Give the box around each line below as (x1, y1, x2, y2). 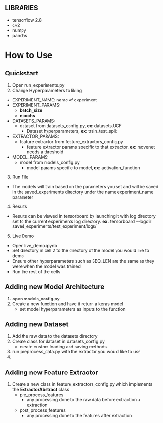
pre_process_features (19, 392, 64, 398)
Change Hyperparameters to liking (12, 87, 82, 93)
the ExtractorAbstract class (12, 387, 70, 393)
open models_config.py (12, 296, 60, 301)
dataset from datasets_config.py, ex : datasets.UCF (19, 123, 122, 129)
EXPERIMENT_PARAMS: (12, 102, 61, 108)
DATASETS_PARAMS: (12, 118, 55, 124)
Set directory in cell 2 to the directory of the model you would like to (12, 248, 149, 253)
